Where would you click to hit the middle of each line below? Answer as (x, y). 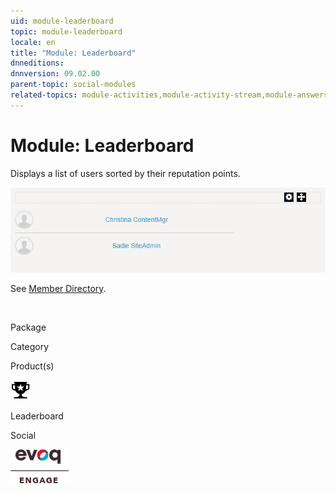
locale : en (33, 42)
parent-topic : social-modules (73, 85)
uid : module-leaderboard (62, 21)
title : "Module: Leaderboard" (73, 53)
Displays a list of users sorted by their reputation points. (125, 173)
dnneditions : (37, 63)
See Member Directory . (58, 288)
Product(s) (32, 366)
